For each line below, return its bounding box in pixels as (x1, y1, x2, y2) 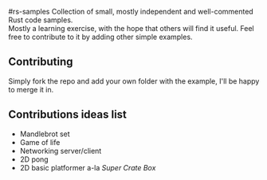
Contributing (8, 55, 73, 68)
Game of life (19, 137, 61, 147)
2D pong (19, 155, 49, 164)
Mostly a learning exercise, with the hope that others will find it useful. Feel (8, 24, 254, 33)
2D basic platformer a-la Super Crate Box (19, 162, 156, 172)
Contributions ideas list (8, 108, 128, 122)
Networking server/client (19, 146, 102, 155)
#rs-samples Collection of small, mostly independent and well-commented (8, 7, 253, 16)
